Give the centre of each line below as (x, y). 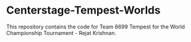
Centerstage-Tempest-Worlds (83, 10)
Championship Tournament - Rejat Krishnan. (61, 33)
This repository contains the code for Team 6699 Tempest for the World (95, 27)
